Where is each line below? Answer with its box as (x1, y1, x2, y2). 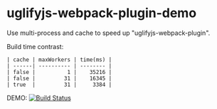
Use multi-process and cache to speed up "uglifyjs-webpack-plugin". (6, 28, 211, 37)
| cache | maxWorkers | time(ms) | (6, 56, 112, 63)
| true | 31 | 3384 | (6, 81, 112, 88)
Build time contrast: (6, 42, 64, 51)
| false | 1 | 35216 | (6, 68, 112, 76)
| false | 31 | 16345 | (6, 75, 112, 82)
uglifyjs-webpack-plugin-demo (6, 5, 197, 21)
